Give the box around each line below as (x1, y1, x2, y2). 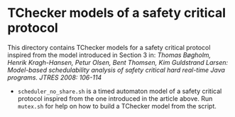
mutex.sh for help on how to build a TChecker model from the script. (17, 101, 217, 110)
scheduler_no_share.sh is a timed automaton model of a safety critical (17, 87, 222, 95)
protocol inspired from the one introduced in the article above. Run (17, 94, 213, 103)
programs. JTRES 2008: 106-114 (7, 73, 102, 82)
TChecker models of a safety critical (7, 5, 226, 21)
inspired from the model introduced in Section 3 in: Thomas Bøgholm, (7, 51, 212, 59)
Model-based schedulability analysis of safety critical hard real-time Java (7, 66, 226, 74)
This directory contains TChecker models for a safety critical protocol (7, 43, 211, 51)
